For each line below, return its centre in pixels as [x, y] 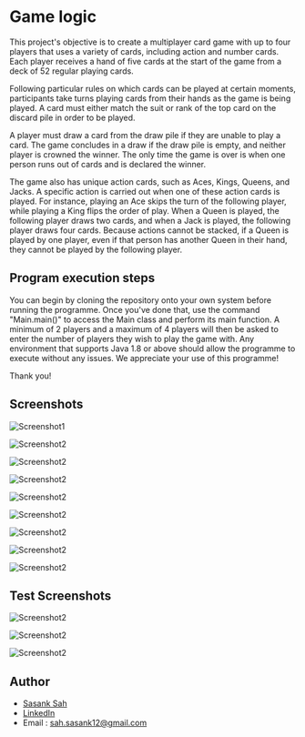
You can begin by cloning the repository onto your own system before [140, 300]
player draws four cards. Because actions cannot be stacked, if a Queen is [149, 230]
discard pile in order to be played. [72, 117]
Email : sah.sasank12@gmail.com [85, 723]
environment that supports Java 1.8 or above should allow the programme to [152, 348]
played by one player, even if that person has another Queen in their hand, [149, 239]
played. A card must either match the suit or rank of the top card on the [143, 107]
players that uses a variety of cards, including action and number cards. [144, 51]
